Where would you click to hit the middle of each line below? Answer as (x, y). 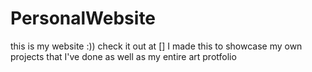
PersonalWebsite (83, 18)
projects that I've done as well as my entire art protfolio (123, 56)
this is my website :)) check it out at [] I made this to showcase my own (156, 46)
